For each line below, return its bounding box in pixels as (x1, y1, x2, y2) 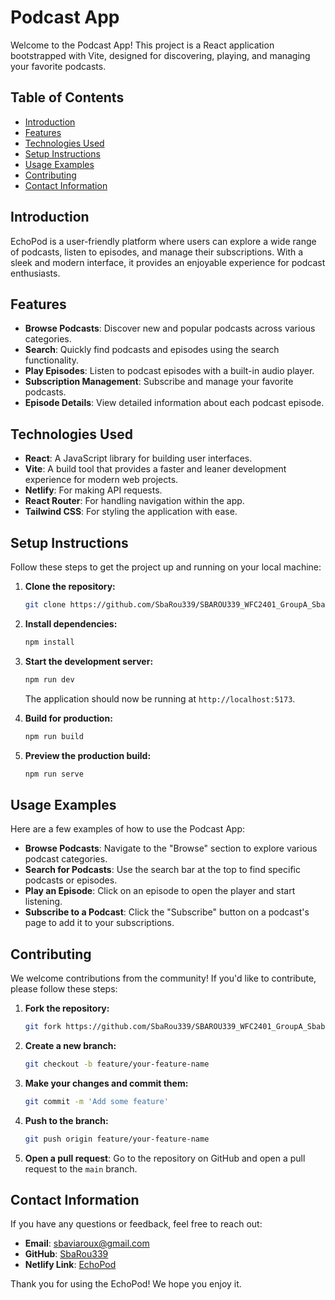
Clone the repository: (24, 581, 116, 592)
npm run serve (24, 769, 84, 779)
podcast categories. (24, 853, 108, 865)
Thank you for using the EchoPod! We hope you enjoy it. (10, 1278, 242, 1290)
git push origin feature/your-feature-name (24, 1134, 210, 1144)
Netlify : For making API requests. (24, 484, 163, 496)
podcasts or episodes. (24, 874, 118, 886)
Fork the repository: (24, 1002, 110, 1014)
